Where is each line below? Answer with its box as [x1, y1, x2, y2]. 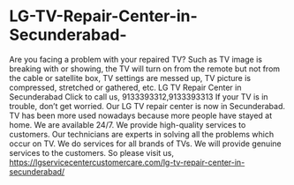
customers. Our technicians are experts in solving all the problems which [9, 129, 275, 139]
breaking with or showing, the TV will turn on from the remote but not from [9, 63, 281, 74]
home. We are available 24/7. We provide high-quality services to [9, 119, 246, 129]
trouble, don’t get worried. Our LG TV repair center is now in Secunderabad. [9, 100, 285, 111]
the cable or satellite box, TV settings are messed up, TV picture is [9, 72, 252, 83]
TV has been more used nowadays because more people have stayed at [9, 110, 273, 121]
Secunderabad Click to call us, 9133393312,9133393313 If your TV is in [9, 91, 268, 102]
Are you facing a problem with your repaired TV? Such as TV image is [9, 54, 263, 64]
